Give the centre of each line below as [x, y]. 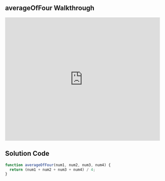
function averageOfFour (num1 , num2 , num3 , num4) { [58, 165]
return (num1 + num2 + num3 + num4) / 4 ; [53, 170]
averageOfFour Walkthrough [50, 8]
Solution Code [27, 154]
